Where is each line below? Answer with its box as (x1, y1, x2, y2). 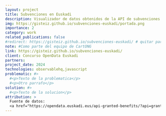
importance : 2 (5, 26, 35, 31)
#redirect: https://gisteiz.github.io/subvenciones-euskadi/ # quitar (5, 39, 154, 44)
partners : (5, 58, 26, 63)
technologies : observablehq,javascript (5, 67, 87, 72)
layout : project (5, 7, 39, 12)
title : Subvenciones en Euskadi (5, 12, 72, 17)
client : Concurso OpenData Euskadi (5, 53, 79, 58)
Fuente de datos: (9, 99, 45, 104)
